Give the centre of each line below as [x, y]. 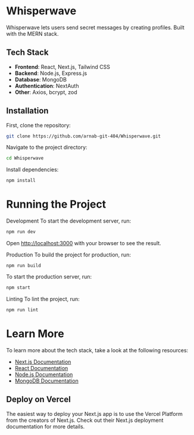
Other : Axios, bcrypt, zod [46, 92]
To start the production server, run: [49, 277]
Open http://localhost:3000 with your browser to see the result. [84, 243]
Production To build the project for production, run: [68, 255]
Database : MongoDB [41, 79]
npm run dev [21, 232]
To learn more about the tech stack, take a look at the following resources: [97, 350]
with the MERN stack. [32, 33]
